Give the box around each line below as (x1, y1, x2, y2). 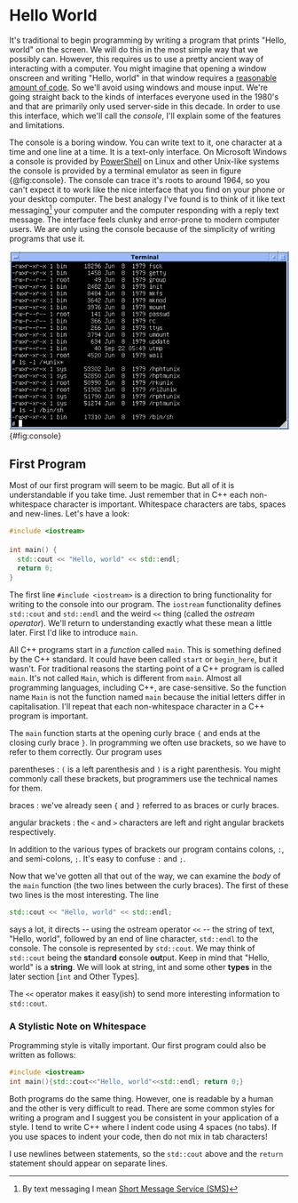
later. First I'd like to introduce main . (9, 628, 138, 638)
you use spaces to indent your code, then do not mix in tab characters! (9, 1131, 268, 1143)
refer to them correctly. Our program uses (9, 747, 162, 758)
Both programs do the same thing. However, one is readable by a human (9, 1094, 274, 1104)
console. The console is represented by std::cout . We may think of (9, 943, 255, 954)
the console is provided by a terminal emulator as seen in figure (9, 165, 242, 176)
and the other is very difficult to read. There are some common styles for (9, 1103, 275, 1114)
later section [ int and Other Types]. (9, 971, 140, 982)
